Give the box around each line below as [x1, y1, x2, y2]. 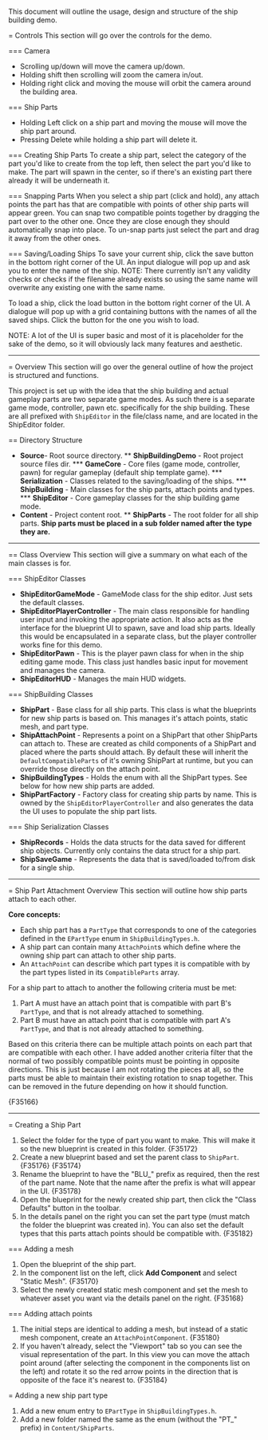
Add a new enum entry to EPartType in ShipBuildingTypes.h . [19, 1407, 217, 1415]
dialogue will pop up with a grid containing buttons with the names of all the [8, 307, 258, 316]
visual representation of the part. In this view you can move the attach [19, 1350, 250, 1359]
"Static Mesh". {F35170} [19, 1277, 99, 1286]
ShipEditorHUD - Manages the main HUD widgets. [19, 674, 187, 683]
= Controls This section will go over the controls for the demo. [8, 31, 212, 40]
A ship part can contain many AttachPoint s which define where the [19, 942, 241, 951]
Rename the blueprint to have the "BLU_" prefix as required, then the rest [19, 1170, 260, 1178]
